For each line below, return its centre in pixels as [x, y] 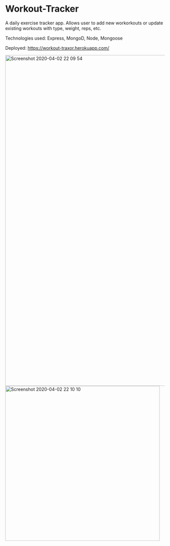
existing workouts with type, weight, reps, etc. [53, 28]
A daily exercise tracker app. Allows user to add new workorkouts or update [84, 23]
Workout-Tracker [42, 9]
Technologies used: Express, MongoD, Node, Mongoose [64, 38]
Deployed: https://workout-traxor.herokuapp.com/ [57, 48]
